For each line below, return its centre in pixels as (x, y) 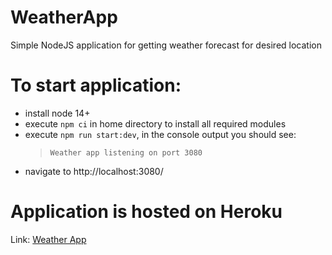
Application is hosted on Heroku (146, 212)
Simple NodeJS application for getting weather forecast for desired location (166, 45)
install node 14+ (57, 113)
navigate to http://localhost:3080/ (94, 171)
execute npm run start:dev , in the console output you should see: (160, 134)
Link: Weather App (48, 239)
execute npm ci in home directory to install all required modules (155, 123)
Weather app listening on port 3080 (126, 152)
